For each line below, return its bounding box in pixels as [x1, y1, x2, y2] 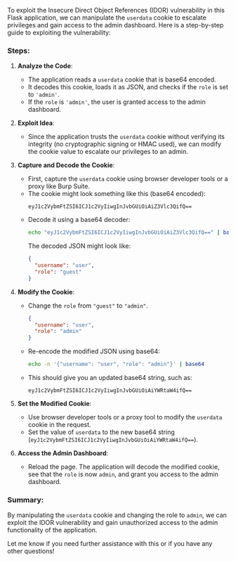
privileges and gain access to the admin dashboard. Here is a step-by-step [7, 21, 224, 29]
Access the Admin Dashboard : [17, 449, 109, 457]
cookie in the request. [27, 421, 91, 429]
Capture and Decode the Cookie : [17, 161, 115, 169]
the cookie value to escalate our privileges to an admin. [27, 148, 188, 156]
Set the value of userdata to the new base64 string [27, 428, 176, 436]
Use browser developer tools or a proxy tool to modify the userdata [27, 413, 223, 421]
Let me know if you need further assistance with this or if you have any [7, 540, 213, 548]
